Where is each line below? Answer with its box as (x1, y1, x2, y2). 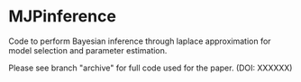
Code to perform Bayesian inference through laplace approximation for (8, 36, 271, 46)
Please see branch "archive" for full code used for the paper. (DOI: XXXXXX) (8, 62, 293, 73)
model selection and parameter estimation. (8, 45, 168, 55)
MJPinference (8, 6, 116, 27)
